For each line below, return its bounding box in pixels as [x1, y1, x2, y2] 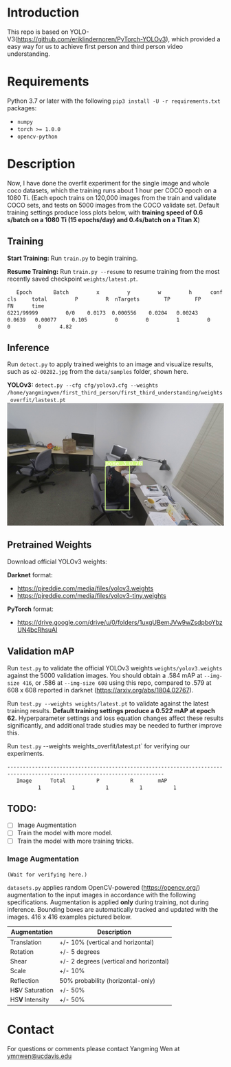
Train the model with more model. [16, 829, 113, 837]
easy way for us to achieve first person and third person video [7, 42, 184, 50]
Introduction [7, 5, 80, 21]
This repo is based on [7, 28, 69, 36]
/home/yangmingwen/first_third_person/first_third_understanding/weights [7, 390, 223, 397]
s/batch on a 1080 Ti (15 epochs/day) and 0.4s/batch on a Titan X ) [7, 215, 201, 223]
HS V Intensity [10, 995, 49, 1004]
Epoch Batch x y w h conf [16, 288, 223, 296]
